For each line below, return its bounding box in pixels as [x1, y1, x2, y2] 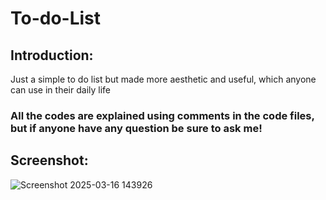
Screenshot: [10, 152, 89, 169]
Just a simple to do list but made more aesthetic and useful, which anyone [10, 73, 317, 85]
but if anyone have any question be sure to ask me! [10, 121, 263, 135]
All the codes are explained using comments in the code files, [10, 108, 315, 122]
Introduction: [10, 47, 94, 64]
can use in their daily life [10, 84, 111, 96]
